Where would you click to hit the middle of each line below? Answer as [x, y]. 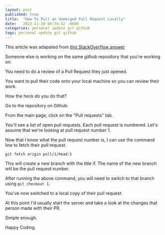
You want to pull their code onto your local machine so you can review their [82, 81]
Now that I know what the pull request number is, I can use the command [80, 140]
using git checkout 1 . [28, 184]
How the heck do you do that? [36, 96]
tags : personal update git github [41, 33]
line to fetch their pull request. [36, 145]
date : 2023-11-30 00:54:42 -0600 [42, 24]
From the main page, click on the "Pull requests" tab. [59, 115]
